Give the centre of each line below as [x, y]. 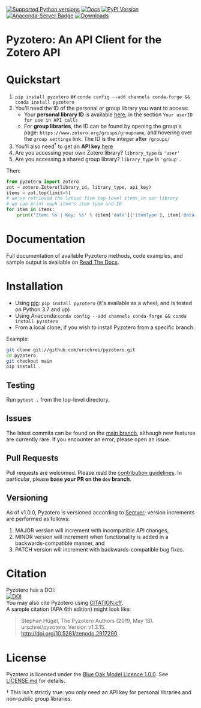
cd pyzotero [21, 355]
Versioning [27, 498]
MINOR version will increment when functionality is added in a [92, 537]
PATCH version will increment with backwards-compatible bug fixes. [100, 549]
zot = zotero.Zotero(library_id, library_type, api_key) [79, 187]
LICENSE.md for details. [36, 681]
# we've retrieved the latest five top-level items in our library [92, 198]
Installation [35, 286]
